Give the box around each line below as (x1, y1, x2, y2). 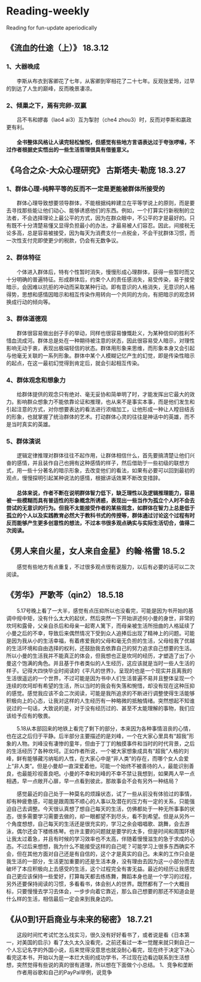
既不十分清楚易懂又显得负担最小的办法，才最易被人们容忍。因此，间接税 (11, 222, 190, 229)
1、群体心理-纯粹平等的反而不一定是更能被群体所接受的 (6, 184, 165, 193)
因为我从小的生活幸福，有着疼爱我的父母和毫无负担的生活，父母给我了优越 (11, 637, 195, 644)
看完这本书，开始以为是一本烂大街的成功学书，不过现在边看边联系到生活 (6, 954, 184, 961)
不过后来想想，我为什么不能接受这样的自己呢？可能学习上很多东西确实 (16, 842, 190, 850)
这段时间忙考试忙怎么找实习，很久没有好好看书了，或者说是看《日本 (17, 932, 184, 939)
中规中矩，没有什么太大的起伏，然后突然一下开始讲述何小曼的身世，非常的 (11, 614, 195, 622)
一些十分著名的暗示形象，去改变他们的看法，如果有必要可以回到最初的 (22, 467, 195, 474)
